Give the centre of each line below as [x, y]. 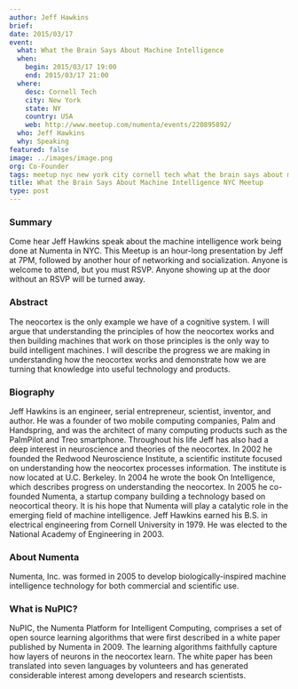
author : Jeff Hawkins [49, 17]
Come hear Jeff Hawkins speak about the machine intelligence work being [145, 242]
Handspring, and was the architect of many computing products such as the [149, 430]
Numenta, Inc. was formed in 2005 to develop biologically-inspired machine [148, 577]
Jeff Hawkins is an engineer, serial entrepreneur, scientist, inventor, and [140, 411]
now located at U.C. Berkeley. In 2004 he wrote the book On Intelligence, [142, 477]
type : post [29, 191]
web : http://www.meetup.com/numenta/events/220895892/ [129, 125]
